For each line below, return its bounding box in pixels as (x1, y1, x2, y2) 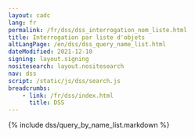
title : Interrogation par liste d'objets (8, 33, 146, 41)
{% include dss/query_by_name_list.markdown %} (8, 121, 170, 130)
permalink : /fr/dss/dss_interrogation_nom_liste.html (8, 26, 188, 34)
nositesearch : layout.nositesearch (8, 63, 125, 70)
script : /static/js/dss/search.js (8, 77, 121, 85)
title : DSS (28, 99, 65, 106)
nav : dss (8, 70, 37, 78)
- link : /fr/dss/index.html (22, 92, 114, 99)
